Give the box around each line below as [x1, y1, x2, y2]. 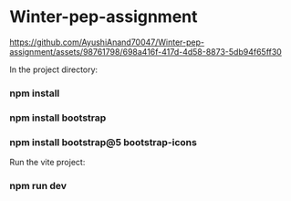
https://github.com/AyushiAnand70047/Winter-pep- [9, 37, 205, 48]
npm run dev [9, 180, 67, 192]
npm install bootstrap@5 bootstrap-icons [9, 135, 198, 148]
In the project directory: [9, 64, 99, 75]
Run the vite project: [9, 157, 86, 168]
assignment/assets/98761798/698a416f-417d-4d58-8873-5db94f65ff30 [9, 46, 283, 57]
